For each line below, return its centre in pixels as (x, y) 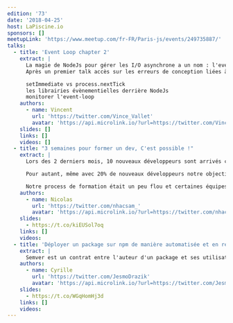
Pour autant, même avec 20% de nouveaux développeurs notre (114, 174)
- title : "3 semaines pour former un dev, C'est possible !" (104, 149)
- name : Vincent (49, 110)
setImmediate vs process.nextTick (76, 84)
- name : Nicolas (49, 199)
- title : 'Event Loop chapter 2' (62, 53)
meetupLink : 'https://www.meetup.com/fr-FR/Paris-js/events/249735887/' (114, 40)
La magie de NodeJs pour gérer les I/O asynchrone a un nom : (117, 65)
